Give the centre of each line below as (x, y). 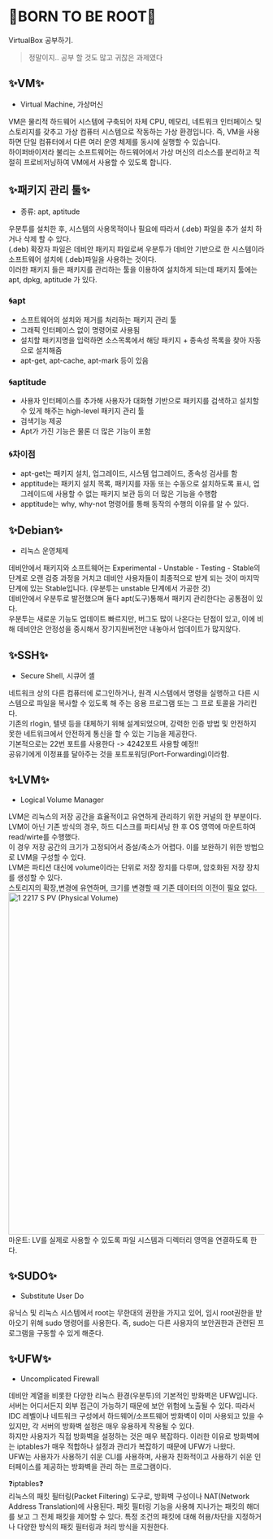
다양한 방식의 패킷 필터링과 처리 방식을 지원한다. (93, 1526)
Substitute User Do (52, 1296)
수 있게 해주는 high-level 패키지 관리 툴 (82, 411)
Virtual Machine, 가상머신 (62, 104)
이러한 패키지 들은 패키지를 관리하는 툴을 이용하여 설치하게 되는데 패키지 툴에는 (133, 269)
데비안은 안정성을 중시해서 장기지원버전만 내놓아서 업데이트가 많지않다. (129, 629)
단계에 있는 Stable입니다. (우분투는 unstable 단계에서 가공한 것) (110, 588)
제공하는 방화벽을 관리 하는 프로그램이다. (107, 1467)
